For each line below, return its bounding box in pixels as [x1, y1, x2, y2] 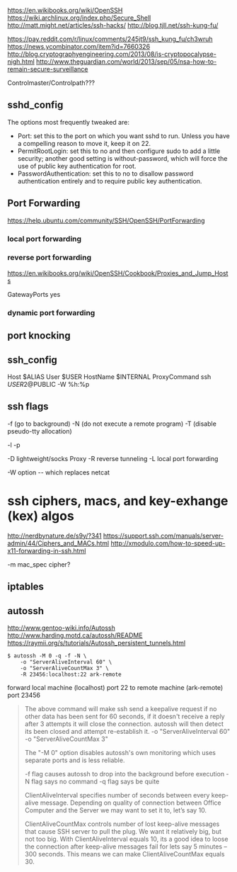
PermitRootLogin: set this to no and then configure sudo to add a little [17, 147, 221, 155]
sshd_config [7, 99, 64, 111]
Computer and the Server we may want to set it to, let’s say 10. [24, 805, 207, 814]
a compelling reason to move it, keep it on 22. [17, 139, 151, 147]
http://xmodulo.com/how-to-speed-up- [110, 538, 226, 548]
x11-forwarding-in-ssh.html [7, 546, 86, 555]
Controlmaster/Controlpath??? [7, 79, 96, 87]
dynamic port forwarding [7, 307, 96, 317]
